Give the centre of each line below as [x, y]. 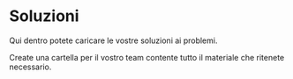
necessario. [30, 67]
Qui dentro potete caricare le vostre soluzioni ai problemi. [113, 40]
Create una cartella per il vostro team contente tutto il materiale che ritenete [147, 57]
